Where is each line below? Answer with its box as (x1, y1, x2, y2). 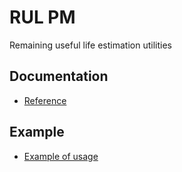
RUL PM (9, 6, 76, 29)
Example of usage (23, 150, 99, 162)
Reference (23, 94, 67, 106)
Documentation (9, 68, 109, 85)
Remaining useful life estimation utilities (9, 39, 172, 51)
